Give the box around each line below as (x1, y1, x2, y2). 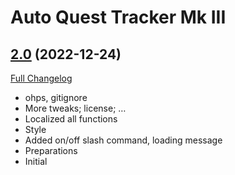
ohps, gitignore (24, 92, 88, 103)
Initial (24, 156, 48, 167)
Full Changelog (10, 72, 73, 84)
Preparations (24, 145, 78, 156)
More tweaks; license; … (24, 102, 127, 114)
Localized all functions (24, 113, 118, 125)
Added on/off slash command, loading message (24, 134, 223, 146)
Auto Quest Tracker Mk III (10, 6, 227, 29)
